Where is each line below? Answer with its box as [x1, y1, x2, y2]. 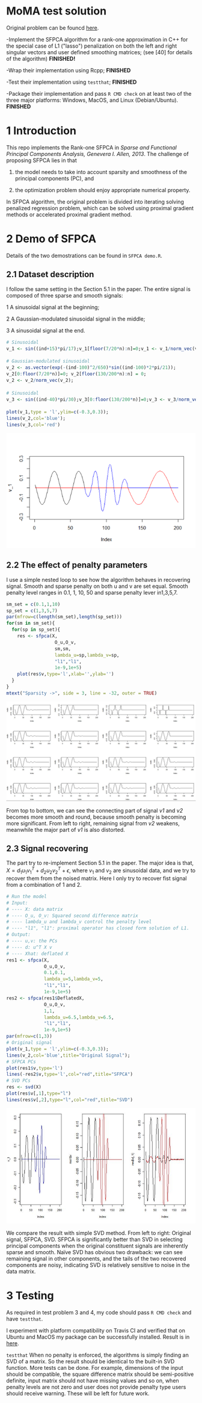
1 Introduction [6, 124, 77, 138]
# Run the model [6, 893, 47, 899]
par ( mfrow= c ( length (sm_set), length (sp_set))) [6, 614, 122, 620]
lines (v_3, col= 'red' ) [6, 422, 61, 428]
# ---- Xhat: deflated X [6, 951, 69, 957]
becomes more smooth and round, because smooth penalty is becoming [6, 813, 186, 820]
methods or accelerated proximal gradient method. [6, 211, 132, 218]
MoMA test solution [6, 4, 107, 18]
